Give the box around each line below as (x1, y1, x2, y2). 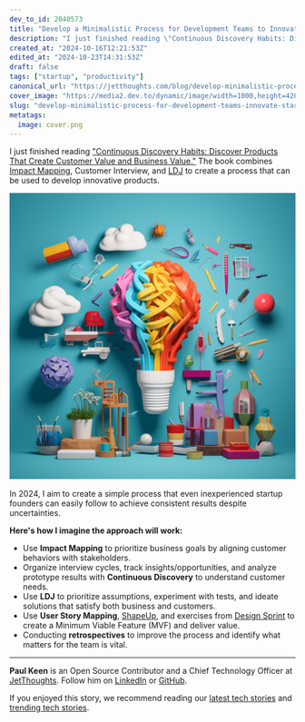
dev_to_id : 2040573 (9, 15, 84, 24)
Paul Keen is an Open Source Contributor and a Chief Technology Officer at (9, 666, 293, 677)
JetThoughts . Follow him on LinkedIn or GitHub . (9, 675, 188, 686)
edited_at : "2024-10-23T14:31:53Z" (9, 53, 144, 63)
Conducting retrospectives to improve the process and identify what (22, 629, 281, 640)
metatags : (9, 110, 47, 120)
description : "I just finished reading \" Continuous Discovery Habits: (9, 34, 286, 43)
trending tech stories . (9, 702, 90, 713)
